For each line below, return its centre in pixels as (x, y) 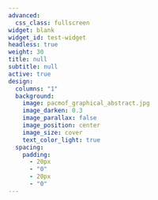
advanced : (24, 15)
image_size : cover (53, 132)
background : (35, 96)
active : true (30, 74)
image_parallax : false (60, 118)
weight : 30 (26, 52)
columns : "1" (37, 89)
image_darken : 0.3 (53, 111)
